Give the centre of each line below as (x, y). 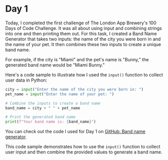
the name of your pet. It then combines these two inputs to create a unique (83, 44)
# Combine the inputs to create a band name (53, 103)
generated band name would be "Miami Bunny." (55, 65)
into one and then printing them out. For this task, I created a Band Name (81, 33)
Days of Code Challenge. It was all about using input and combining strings (84, 28)
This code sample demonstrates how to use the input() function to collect (83, 147)
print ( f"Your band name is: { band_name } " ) (51, 122)
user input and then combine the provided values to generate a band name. (84, 152)
